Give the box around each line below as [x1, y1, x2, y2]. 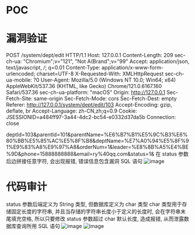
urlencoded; [6, 71, 36, 78]
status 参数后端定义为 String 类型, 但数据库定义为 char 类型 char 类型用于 [6, 201, 182, 208]
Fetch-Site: [6, 95, 33, 102]
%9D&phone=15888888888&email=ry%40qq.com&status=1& [6, 150, 155, 157]
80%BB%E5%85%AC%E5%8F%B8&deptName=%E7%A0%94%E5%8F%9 [6, 138, 189, 145]
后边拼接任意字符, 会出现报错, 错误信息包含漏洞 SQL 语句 [6, 158, 143, 165]
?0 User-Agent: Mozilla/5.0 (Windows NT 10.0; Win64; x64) [33, 76, 176, 83]
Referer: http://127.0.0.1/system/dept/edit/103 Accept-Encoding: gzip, [6, 101, 172, 108]
